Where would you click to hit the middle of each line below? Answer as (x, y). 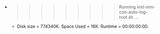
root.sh (126, 17)
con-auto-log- (133, 12)
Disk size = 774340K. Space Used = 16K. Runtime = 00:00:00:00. (83, 26)
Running (127, 7)
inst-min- (146, 7)
